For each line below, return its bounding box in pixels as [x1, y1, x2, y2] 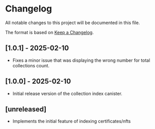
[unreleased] [5, 105, 47, 113]
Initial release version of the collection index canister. [12, 90, 123, 96]
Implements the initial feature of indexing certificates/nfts [12, 118, 131, 124]
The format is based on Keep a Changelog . [5, 29, 94, 35]
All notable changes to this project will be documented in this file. [5, 20, 140, 26]
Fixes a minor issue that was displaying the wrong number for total [12, 57, 150, 63]
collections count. [12, 62, 50, 68]
